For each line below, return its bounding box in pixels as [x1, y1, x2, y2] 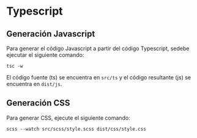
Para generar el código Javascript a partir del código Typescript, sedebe [6, 45, 190, 52]
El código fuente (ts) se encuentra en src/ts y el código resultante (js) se [6, 74, 191, 81]
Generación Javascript [6, 29, 95, 39]
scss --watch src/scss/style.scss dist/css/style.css [6, 126, 147, 132]
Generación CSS [6, 98, 70, 108]
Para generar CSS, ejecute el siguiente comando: [6, 114, 130, 122]
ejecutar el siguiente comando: [6, 51, 84, 59]
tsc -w [6, 63, 23, 69]
